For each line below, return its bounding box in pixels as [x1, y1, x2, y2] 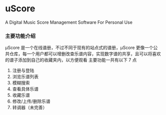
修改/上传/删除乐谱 [12, 98, 50, 104]
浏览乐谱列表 [12, 74, 39, 79]
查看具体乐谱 [12, 86, 39, 92]
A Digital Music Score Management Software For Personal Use [5, 19, 132, 25]
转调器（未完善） [12, 105, 47, 111]
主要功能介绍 [5, 33, 36, 39]
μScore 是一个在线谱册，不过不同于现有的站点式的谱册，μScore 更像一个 [5, 45, 154, 51]
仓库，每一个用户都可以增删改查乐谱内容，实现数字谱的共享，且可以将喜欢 [9, 51, 161, 57]
